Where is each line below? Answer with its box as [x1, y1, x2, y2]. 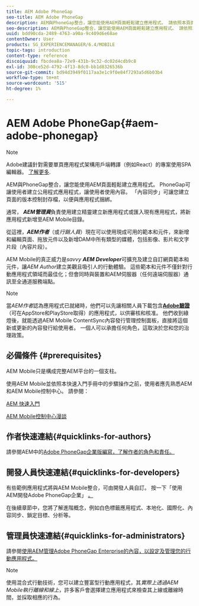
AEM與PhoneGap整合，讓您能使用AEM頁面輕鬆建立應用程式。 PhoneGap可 [6, 181, 191, 188]
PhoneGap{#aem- [68, 117, 159, 130]
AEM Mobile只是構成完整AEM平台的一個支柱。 [6, 367, 120, 374]
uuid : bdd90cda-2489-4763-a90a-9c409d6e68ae [6, 31, 118, 37]
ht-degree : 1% [6, 86, 41, 92]
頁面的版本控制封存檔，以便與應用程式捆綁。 [6, 195, 115, 203]
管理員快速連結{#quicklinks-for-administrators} [6, 531, 185, 541]
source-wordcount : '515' [6, 81, 68, 86]
